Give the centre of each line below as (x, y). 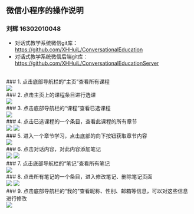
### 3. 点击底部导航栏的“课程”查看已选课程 (58, 108)
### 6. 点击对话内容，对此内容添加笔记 (54, 149)
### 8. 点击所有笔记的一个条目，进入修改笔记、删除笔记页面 (79, 176)
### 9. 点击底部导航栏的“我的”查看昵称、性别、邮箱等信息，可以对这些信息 (97, 191)
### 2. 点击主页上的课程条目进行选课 (51, 95)
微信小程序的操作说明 (45, 11)
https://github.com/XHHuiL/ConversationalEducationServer (87, 63)
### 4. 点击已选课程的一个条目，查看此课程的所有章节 (72, 121)
